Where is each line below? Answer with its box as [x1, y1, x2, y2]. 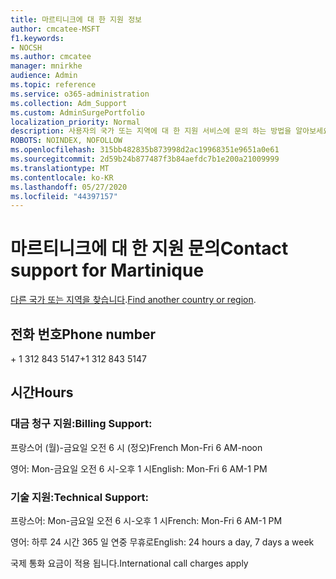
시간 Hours [10, 384, 74, 401]
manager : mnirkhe [10, 61, 83, 71]
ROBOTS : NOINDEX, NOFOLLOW [10, 136, 123, 146]
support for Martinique [10, 259, 205, 282]
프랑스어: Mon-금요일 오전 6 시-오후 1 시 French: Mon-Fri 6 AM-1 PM [10, 514, 283, 526]
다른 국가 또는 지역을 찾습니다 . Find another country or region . [10, 294, 257, 306]
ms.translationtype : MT [10, 163, 110, 173]
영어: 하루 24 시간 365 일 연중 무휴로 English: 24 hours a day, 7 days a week [10, 536, 315, 548]
